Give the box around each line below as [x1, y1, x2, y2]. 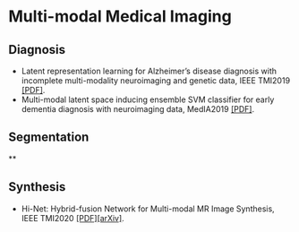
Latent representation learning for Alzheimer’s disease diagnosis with [21, 65, 278, 76]
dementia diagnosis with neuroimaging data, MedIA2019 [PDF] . [21, 104, 255, 114]
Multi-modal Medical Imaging [8, 6, 232, 27]
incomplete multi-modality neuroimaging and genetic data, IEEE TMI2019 [21, 75, 291, 86]
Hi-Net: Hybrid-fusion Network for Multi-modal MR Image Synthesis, [21, 203, 275, 214]
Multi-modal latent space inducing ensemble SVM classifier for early [21, 94, 275, 105]
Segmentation [8, 130, 90, 145]
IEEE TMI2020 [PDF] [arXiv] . [21, 212, 124, 223]
